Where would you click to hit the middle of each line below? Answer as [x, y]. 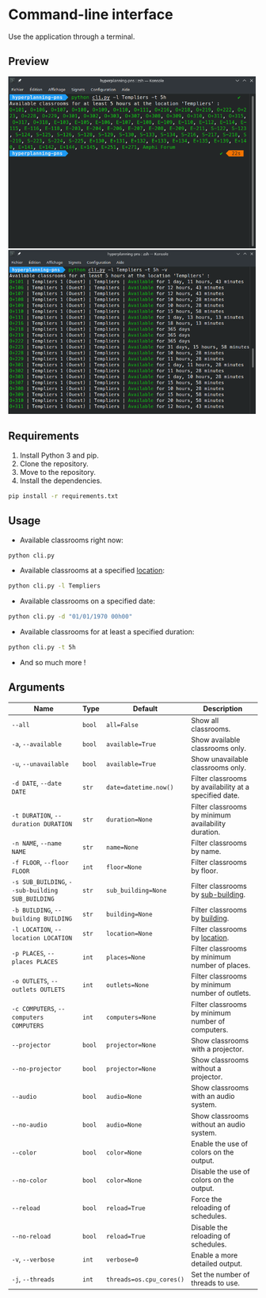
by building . [210, 918]
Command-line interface [91, 15]
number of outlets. [221, 994]
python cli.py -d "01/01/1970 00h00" [70, 617]
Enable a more [215, 1255]
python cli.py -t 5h [42, 648]
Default [146, 709]
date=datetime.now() [140, 788]
